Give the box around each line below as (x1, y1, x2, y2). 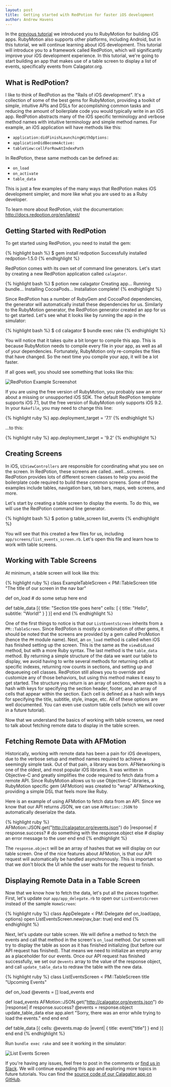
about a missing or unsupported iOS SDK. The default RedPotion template (5, 394, 161, 400)
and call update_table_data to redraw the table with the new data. (5, 964, 143, 970)
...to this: (5, 425, 24, 431)
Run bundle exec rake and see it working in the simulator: (5, 1041, 127, 1047)
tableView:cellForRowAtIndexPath (12, 146, 84, 151)
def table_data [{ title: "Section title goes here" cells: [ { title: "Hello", (5, 605, 149, 611)
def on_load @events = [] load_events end (5, 989, 94, 995)
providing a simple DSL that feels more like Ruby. (5, 788, 108, 795)
